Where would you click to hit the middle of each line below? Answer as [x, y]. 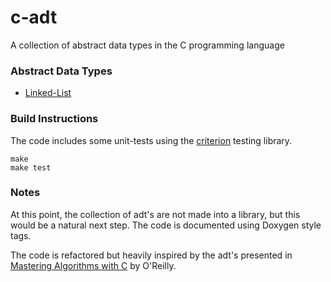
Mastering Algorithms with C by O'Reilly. [93, 265]
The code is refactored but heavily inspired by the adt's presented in [151, 255]
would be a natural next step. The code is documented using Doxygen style [166, 225]
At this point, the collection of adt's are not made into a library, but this [155, 214]
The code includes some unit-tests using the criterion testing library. [151, 140]
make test [31, 167]
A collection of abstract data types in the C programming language [147, 45]
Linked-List [48, 93]
